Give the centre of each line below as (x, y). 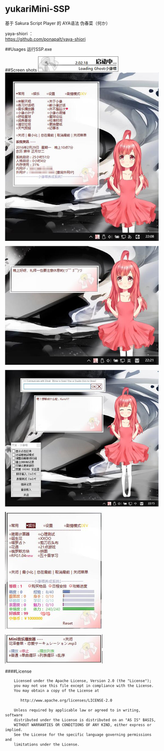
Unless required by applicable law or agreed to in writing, (77, 710)
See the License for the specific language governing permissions (83, 735)
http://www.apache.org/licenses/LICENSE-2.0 (66, 700)
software (14, 715)
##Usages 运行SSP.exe (29, 49)
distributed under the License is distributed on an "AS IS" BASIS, (85, 720)
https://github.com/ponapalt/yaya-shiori (45, 39)
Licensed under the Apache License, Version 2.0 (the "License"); (83, 681)
